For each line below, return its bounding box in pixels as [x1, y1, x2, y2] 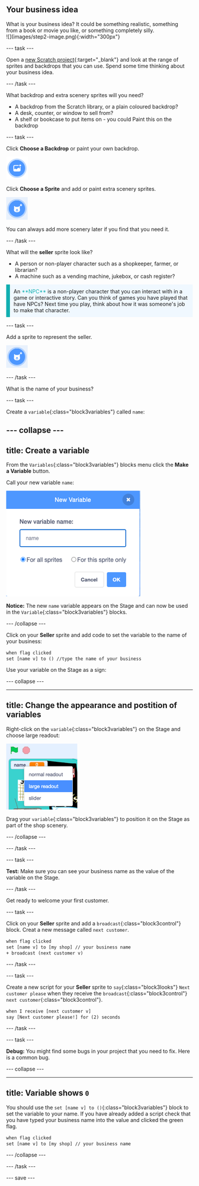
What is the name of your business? [6, 385, 94, 392]
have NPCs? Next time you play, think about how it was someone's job [14, 300, 185, 307]
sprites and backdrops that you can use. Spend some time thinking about [6, 62, 185, 69]
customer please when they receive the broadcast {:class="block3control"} [6, 989, 188, 997]
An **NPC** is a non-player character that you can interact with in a [14, 287, 182, 295]
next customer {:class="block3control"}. [6, 996, 103, 1003]
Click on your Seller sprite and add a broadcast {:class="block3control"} [6, 919, 181, 927]
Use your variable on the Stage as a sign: [6, 666, 107, 674]
